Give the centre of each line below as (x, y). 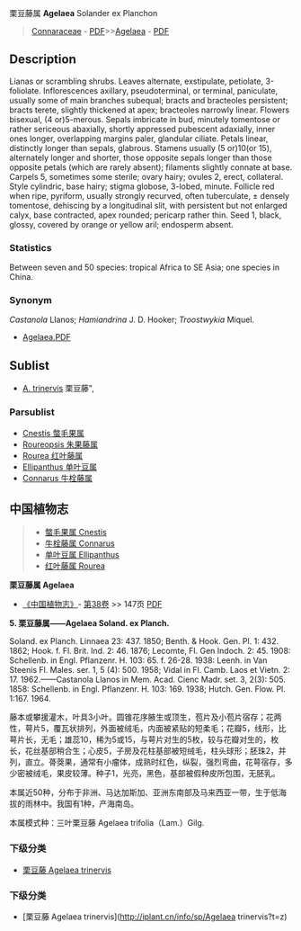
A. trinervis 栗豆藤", (58, 389)
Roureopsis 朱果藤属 (60, 444)
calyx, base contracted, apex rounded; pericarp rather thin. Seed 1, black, (146, 215)
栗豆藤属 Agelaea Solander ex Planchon (84, 13)
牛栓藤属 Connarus (80, 543)
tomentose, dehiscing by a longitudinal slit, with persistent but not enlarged (148, 205)
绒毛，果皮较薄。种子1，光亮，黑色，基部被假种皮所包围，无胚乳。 (156, 774)
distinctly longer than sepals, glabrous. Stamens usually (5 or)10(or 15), (141, 148)
